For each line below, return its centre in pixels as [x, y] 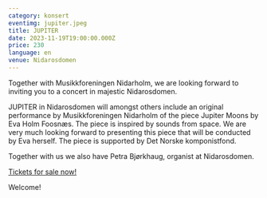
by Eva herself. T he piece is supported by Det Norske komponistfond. [122, 141]
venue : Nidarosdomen [43, 61]
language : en [30, 53]
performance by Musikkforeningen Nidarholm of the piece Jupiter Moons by [133, 115]
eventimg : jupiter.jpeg [48, 23]
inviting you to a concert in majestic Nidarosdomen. [93, 91]
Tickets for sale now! [43, 172]
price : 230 [26, 46]
